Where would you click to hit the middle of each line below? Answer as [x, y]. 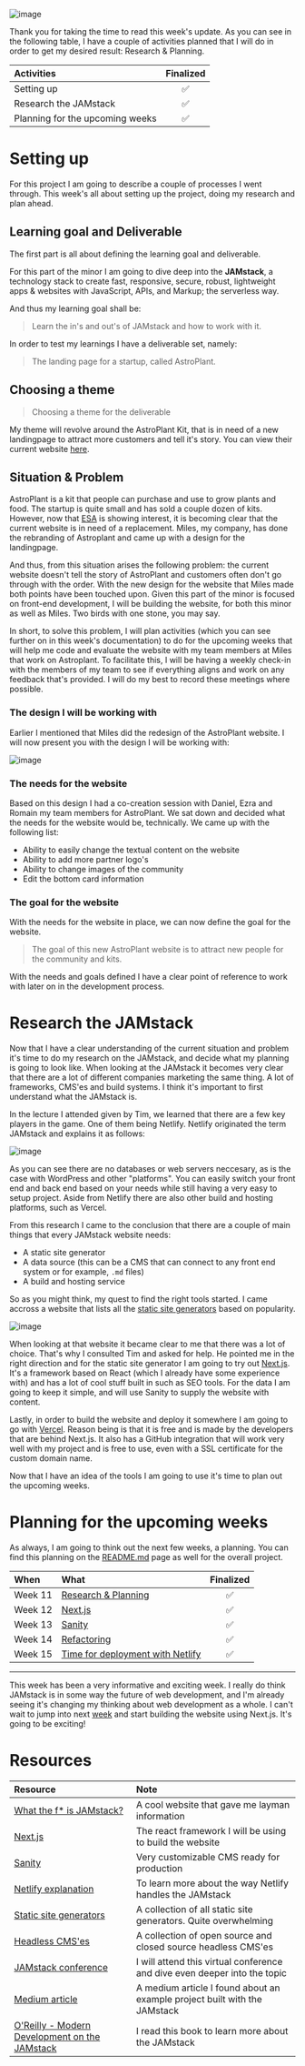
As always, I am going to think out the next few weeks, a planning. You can [149, 1547]
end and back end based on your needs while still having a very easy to [143, 1188]
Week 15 [33, 1654]
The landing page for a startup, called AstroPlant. [123, 361]
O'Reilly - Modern [52, 2026]
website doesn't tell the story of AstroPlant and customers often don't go [146, 575]
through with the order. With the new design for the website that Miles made [152, 585]
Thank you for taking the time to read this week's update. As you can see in [151, 31]
